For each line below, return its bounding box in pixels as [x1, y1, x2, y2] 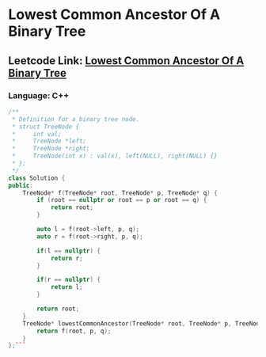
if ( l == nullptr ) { [36, 247, 101, 255]
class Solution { [8, 174, 66, 182]
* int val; [11, 130, 62, 138]
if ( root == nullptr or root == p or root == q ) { [36, 196, 207, 204]
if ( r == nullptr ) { [36, 275, 101, 284]
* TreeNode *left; [11, 137, 87, 146]
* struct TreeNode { [11, 123, 80, 131]
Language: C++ [8, 89, 70, 101]
